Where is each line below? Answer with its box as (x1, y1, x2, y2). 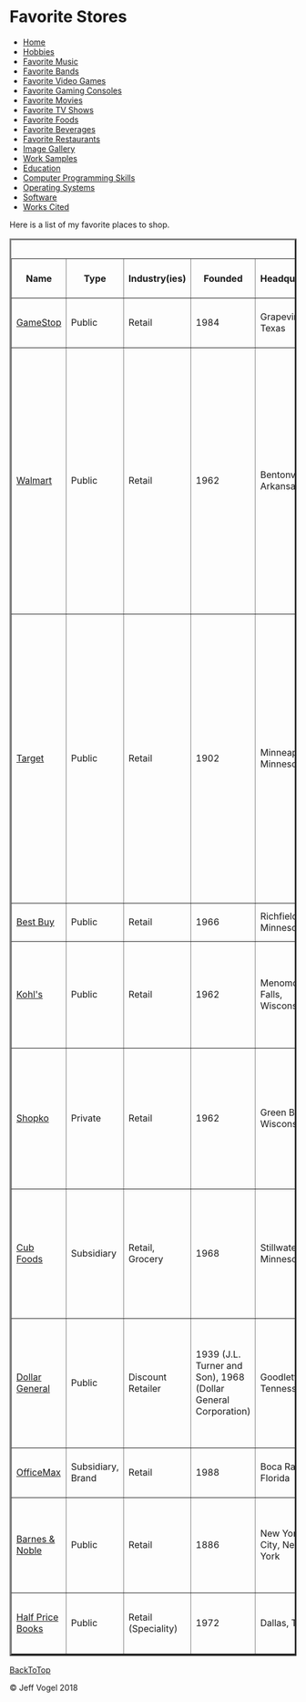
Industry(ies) (128, 272, 187, 285)
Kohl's (16, 987, 44, 1000)
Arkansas (260, 479, 301, 492)
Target (16, 751, 45, 764)
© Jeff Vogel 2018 (9, 1682, 78, 1693)
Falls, (260, 987, 282, 1000)
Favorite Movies (22, 94, 84, 106)
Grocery (128, 1252, 164, 1265)
